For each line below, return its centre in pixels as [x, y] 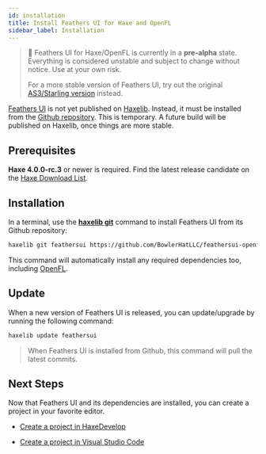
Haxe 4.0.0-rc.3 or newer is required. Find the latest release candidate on [129, 170]
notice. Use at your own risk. [74, 70]
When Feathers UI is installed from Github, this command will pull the [140, 350]
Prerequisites [42, 150]
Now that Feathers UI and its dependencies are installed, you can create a [129, 403]
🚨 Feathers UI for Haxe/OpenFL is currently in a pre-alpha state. [132, 53]
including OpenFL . [38, 268]
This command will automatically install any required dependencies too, [125, 260]
